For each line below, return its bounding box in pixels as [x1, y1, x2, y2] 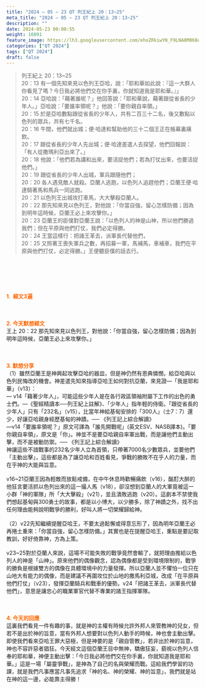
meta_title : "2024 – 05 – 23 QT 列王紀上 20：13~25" [6, 15, 138, 21]
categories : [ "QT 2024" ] [6, 43, 70, 49]
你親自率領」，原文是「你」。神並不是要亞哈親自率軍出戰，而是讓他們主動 [6, 431, 188, 438]
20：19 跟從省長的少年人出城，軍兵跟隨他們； [21, 171, 137, 178]
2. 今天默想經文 [6, 320, 45, 327]
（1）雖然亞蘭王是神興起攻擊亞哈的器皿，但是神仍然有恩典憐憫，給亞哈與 [6, 370, 190, 377]
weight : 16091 [6, 32, 43, 38]
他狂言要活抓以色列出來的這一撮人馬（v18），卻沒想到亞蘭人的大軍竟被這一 [6, 482, 194, 490]
